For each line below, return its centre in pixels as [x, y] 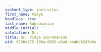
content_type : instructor [32, 10]
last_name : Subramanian [30, 24]
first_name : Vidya [24, 14]
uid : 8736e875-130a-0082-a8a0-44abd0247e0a [51, 42]
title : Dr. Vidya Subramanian [36, 38]
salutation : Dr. [22, 33]
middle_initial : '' [25, 28]
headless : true [21, 19]
